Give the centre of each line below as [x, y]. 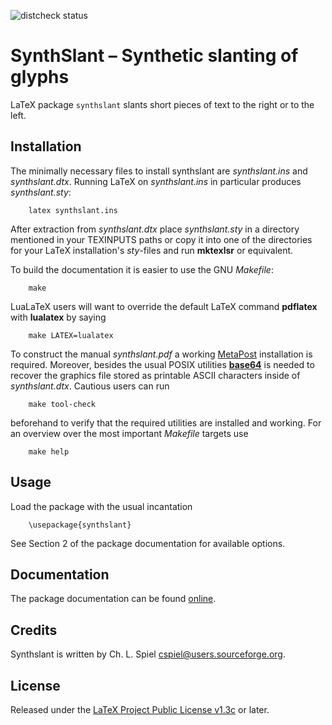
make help [49, 451]
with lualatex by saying [58, 317]
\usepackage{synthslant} [80, 525]
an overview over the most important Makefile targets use [129, 433]
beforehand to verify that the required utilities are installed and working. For [166, 422]
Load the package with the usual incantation [101, 506]
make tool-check [62, 404]
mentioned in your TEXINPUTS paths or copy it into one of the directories [161, 239]
